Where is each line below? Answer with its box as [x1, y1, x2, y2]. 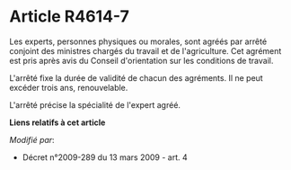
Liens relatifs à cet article [9, 117, 106, 128]
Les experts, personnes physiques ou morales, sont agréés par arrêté [9, 36, 268, 47]
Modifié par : [9, 134, 56, 145]
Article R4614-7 [9, 6, 130, 27]
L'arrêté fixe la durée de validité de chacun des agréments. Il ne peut [9, 72, 263, 83]
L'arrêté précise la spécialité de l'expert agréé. [9, 99, 181, 110]
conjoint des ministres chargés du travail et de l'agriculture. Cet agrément [9, 45, 282, 56]
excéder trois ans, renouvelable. [9, 82, 128, 93]
